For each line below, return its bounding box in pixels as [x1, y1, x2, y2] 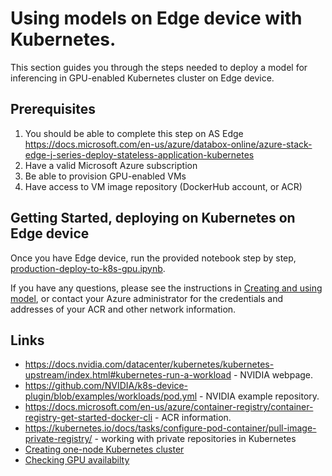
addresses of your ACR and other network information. [10, 303, 237, 315]
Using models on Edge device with [10, 7, 303, 30]
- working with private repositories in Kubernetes [94, 433, 297, 445]
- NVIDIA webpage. [233, 369, 314, 381]
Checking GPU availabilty [24, 454, 130, 466]
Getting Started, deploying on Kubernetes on [10, 210, 296, 227]
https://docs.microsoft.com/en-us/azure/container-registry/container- [24, 401, 314, 413]
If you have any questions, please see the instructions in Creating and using [10, 282, 323, 294]
